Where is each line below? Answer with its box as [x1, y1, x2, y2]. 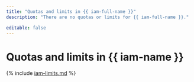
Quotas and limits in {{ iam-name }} [6, 50, 184, 64]
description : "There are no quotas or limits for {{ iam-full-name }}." [6, 14, 189, 20]
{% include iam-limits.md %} [6, 70, 76, 77]
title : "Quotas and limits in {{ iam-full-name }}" [6, 8, 136, 15]
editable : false [6, 25, 46, 31]
